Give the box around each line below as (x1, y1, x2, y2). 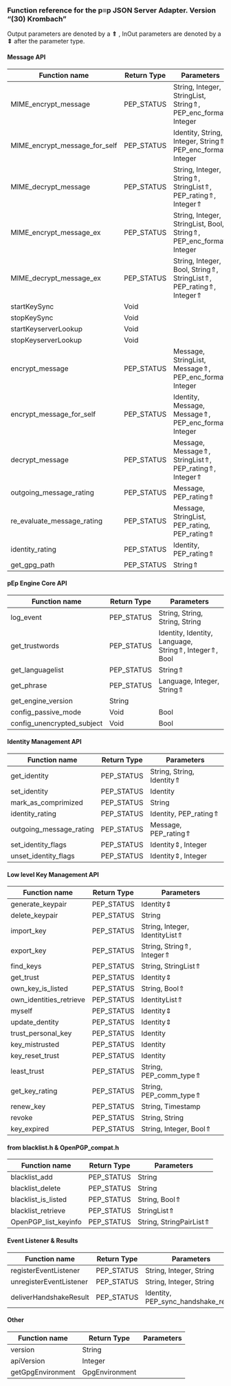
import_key (10, 926, 47, 935)
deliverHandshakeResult (10, 1292, 89, 1302)
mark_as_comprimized (10, 798, 84, 807)
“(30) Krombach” (7, 14, 67, 23)
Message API (7, 52, 46, 61)
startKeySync (10, 302, 54, 311)
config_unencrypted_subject (10, 718, 103, 728)
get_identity (10, 771, 49, 780)
